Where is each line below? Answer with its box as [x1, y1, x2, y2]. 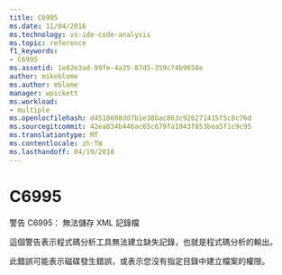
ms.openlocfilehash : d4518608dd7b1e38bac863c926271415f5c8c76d [9, 114, 252, 123]
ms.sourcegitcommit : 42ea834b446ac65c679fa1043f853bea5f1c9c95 [9, 123, 252, 132]
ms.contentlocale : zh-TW [9, 139, 103, 148]
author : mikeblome [9, 72, 78, 81]
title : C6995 [9, 13, 59, 23]
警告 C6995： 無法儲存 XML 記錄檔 [9, 217, 140, 228]
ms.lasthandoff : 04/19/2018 [9, 147, 115, 156]
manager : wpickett [9, 88, 78, 97]
